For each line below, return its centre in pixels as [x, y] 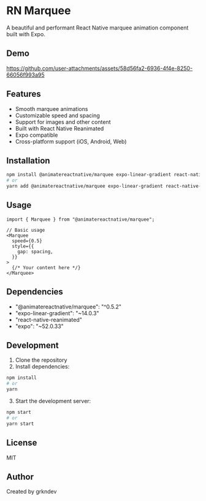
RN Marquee [39, 11]
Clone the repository [41, 360]
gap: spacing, [35, 251]
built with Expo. [26, 34]
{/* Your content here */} [46, 267]
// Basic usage [26, 230]
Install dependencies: [42, 367]
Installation [28, 160]
